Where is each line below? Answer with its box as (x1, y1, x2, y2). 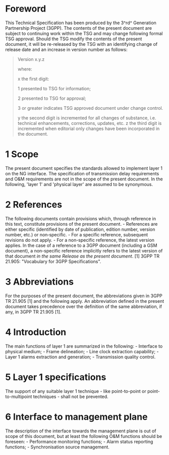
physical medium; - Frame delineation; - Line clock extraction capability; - (5, 348, 159, 354)
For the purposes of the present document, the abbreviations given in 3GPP (5, 293, 163, 299)
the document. (17, 131, 48, 137)
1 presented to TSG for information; (17, 85, 91, 91)
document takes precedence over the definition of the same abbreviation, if (5, 303, 162, 309)
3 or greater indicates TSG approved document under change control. (17, 105, 163, 111)
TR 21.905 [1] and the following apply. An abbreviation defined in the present (5, 298, 164, 304)
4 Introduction (5, 326, 67, 338)
